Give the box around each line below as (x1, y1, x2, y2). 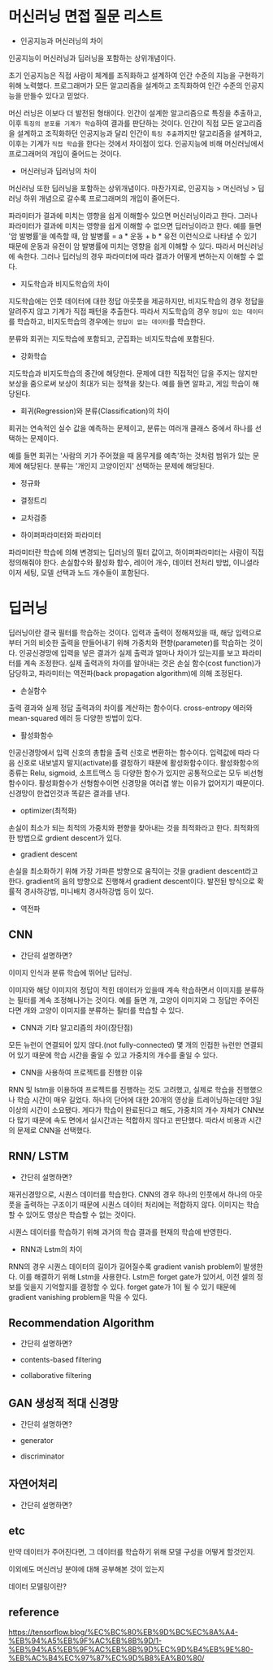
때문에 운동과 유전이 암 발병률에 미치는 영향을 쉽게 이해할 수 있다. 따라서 (8, 241, 236, 251)
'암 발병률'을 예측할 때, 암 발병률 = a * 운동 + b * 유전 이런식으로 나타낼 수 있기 (8, 231, 258, 241)
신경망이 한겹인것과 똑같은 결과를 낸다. (8, 788, 130, 798)
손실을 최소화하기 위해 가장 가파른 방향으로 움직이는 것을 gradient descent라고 (8, 866, 258, 875)
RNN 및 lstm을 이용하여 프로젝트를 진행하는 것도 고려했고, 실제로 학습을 (8, 1084, 235, 1094)
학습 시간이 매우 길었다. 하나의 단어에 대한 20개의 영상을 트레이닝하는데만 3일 (16, 1095, 262, 1105)
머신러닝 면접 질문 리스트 (8, 7, 163, 26)
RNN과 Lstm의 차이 (19, 1244, 83, 1254)
